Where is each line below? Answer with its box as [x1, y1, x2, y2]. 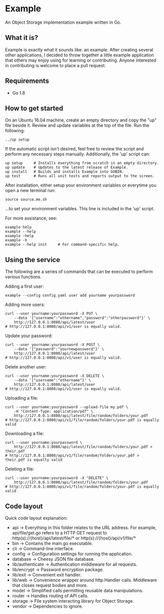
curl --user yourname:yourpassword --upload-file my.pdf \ [5, 405, 129, 410]
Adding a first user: [5, 283, 44, 289]
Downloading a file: [5, 430, 44, 437]
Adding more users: [5, 302, 45, 307]
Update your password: [5, 333, 53, 339]
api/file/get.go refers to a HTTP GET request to [12, 530, 107, 536]
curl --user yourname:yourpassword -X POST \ [5, 343, 100, 347]
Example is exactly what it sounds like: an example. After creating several [5, 46, 154, 52]
